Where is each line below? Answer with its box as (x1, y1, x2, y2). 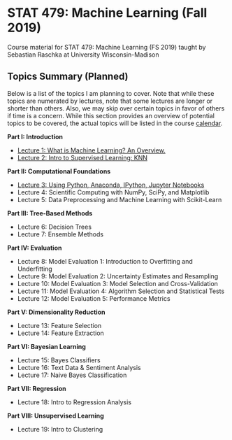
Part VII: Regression (7, 384, 66, 392)
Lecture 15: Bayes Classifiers (17, 355, 101, 364)
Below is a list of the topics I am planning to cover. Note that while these (7, 89, 215, 97)
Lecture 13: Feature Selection (17, 321, 102, 329)
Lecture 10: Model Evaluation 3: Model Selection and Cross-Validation (17, 279, 219, 288)
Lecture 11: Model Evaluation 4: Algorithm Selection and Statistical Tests (17, 287, 225, 295)
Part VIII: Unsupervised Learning (7, 411, 105, 420)
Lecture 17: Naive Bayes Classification (17, 371, 127, 379)
